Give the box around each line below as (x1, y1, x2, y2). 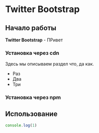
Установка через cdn (5, 49, 59, 56)
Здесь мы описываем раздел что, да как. (5, 61, 94, 67)
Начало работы (5, 24, 57, 32)
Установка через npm (5, 94, 61, 101)
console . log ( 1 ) (5, 123, 37, 128)
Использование (5, 109, 58, 118)
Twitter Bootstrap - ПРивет (5, 37, 63, 43)
